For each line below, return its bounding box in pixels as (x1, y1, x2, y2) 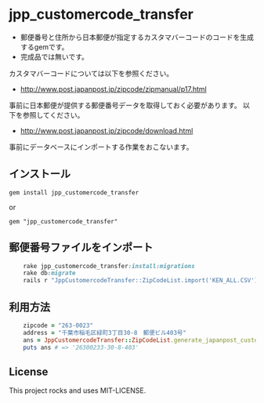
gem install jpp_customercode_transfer (9, 188, 139, 197)
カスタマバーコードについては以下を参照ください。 (9, 68, 174, 78)
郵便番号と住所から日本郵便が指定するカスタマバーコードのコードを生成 (20, 32, 254, 42)
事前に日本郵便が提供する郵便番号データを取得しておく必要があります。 (9, 100, 241, 110)
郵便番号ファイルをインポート (9, 241, 154, 254)
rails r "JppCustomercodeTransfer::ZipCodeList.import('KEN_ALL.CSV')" (23, 277, 262, 285)
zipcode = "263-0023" (23, 321, 93, 329)
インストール (9, 167, 71, 181)
